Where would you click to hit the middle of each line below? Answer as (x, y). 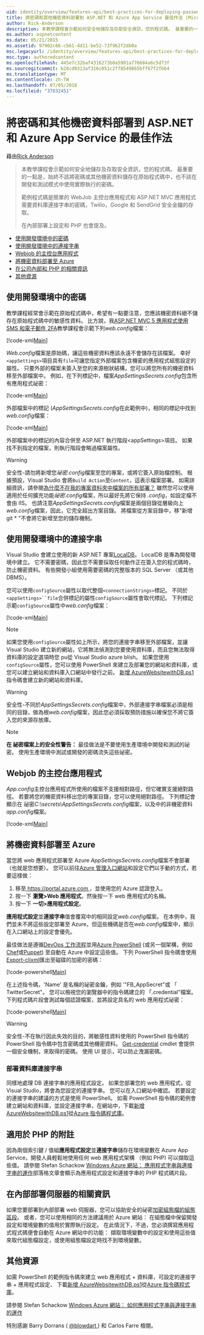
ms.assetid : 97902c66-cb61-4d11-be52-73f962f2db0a (72, 46)
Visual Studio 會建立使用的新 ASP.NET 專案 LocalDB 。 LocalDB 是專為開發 (98, 555)
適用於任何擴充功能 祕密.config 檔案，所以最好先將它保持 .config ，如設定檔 (99, 495)
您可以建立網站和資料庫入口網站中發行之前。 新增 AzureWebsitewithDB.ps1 (100, 673)
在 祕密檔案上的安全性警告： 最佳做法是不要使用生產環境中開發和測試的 (96, 744)
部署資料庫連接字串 (34, 1068)
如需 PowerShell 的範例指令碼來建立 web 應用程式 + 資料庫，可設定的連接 (98, 1277)
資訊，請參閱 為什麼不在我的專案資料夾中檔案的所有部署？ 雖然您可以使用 (103, 487)
